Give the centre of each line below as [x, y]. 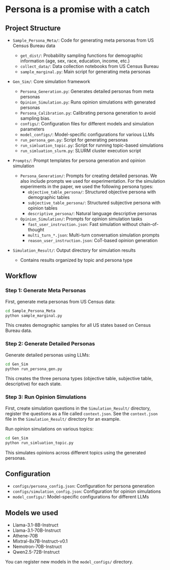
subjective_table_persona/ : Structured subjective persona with [94, 203]
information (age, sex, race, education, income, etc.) [75, 61]
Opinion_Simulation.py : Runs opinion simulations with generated [88, 102]
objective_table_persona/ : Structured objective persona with [92, 192]
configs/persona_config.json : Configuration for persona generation [83, 486]
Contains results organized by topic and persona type [76, 260]
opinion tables [43, 208]
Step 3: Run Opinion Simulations [46, 397]
